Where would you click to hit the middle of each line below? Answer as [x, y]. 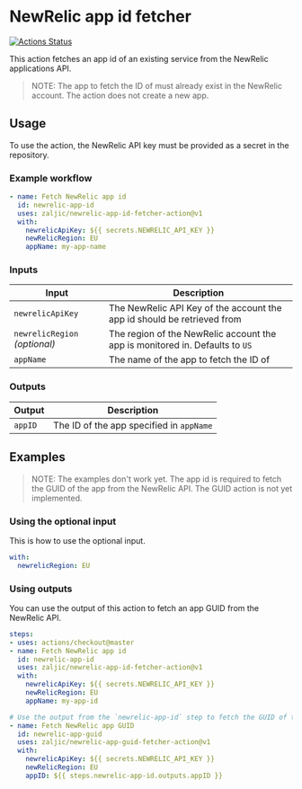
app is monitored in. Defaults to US [180, 345]
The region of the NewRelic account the [192, 334]
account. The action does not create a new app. [120, 95]
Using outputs [41, 589]
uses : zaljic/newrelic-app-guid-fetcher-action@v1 [114, 742]
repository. [29, 155]
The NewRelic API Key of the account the [195, 308]
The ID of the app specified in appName [133, 425]
